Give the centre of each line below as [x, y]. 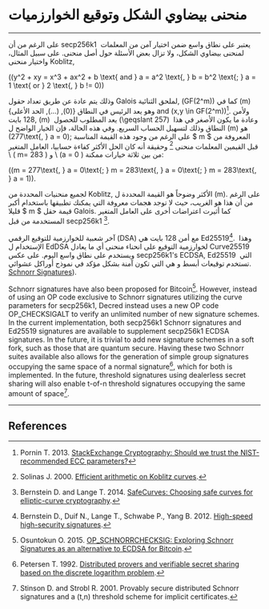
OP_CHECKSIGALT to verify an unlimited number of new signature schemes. [134, 315]
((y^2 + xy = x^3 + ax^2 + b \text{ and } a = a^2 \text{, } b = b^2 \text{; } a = [132, 77]
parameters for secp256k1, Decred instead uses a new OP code [114, 306]
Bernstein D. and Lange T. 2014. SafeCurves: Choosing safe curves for [137, 492]
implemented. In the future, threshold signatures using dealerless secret [127, 375]
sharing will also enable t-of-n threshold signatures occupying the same [127, 383]
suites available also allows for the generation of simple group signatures [129, 357]
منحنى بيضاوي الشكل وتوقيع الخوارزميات [128, 15]
